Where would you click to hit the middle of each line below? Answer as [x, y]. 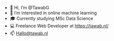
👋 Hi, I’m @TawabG [29, 8]
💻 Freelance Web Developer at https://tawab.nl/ [59, 26]
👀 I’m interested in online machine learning [53, 13]
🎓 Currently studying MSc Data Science [51, 18]
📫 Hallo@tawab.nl [29, 33]
